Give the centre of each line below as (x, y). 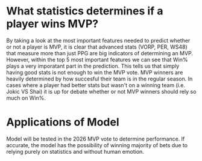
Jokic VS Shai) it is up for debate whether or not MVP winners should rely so (101, 91)
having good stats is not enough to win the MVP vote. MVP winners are (95, 72)
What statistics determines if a (85, 11)
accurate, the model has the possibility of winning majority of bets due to (97, 145)
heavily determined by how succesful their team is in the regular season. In (99, 79)
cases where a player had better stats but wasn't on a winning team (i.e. (96, 85)
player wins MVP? (52, 24)
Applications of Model (63, 122)
